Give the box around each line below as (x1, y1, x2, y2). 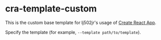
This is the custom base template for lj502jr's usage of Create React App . (5, 19, 156, 25)
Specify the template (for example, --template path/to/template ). (5, 29, 141, 35)
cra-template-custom (5, 3, 97, 14)
